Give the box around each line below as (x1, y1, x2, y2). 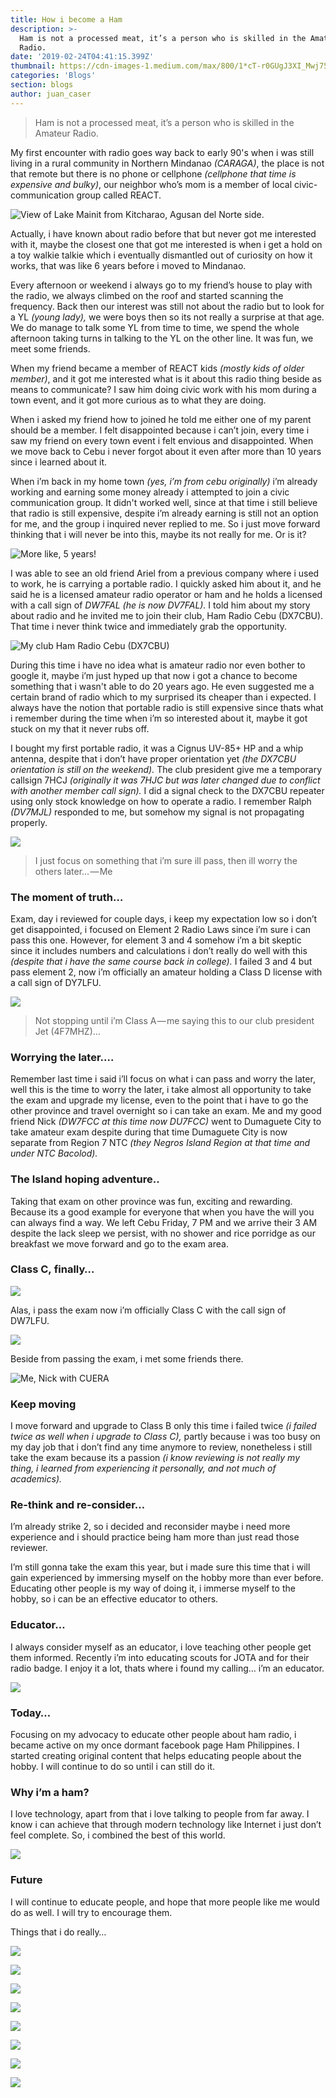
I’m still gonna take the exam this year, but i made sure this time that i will (10, 1561, 311, 1573)
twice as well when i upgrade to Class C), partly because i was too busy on (10, 1431, 321, 1443)
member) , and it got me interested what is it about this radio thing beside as (10, 372, 322, 385)
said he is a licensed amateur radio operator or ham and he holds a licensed (10, 588, 323, 600)
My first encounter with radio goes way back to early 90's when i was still (10, 146, 315, 158)
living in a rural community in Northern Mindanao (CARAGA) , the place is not (10, 157, 325, 169)
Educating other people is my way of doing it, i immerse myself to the (10, 1582, 296, 1595)
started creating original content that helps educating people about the (10, 1750, 302, 1761)
